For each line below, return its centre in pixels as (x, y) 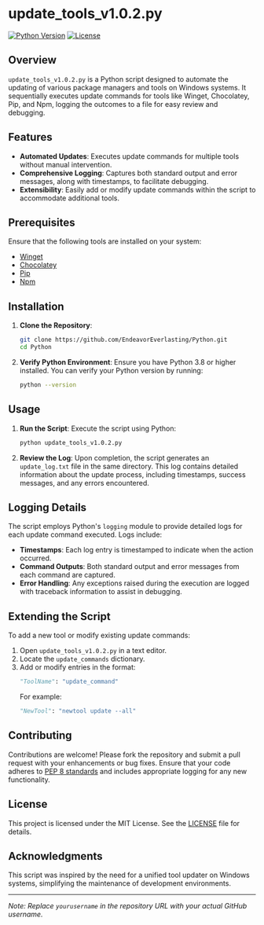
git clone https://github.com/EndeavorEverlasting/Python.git (123, 340)
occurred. (35, 558)
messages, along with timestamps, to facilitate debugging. (114, 181)
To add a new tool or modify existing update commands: (99, 635)
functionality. (29, 780)
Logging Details (48, 507)
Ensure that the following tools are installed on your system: (105, 241)
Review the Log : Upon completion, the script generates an (114, 457)
